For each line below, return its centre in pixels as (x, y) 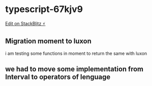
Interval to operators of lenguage (58, 77)
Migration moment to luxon (48, 41)
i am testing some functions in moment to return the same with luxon (76, 53)
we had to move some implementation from (74, 69)
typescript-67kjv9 (44, 9)
